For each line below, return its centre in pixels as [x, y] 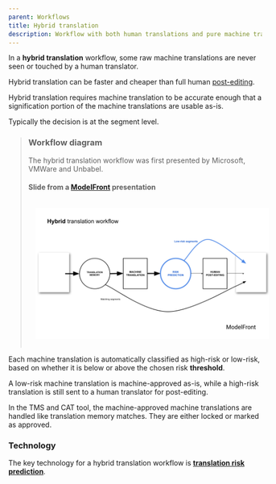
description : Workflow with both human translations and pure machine [129, 34]
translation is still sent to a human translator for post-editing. [108, 391]
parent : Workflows [39, 17]
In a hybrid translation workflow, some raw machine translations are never [132, 58]
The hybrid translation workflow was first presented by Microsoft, [136, 160]
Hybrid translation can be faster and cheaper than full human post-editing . [132, 82]
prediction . [27, 472]
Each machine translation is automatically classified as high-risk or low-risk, [134, 359]
